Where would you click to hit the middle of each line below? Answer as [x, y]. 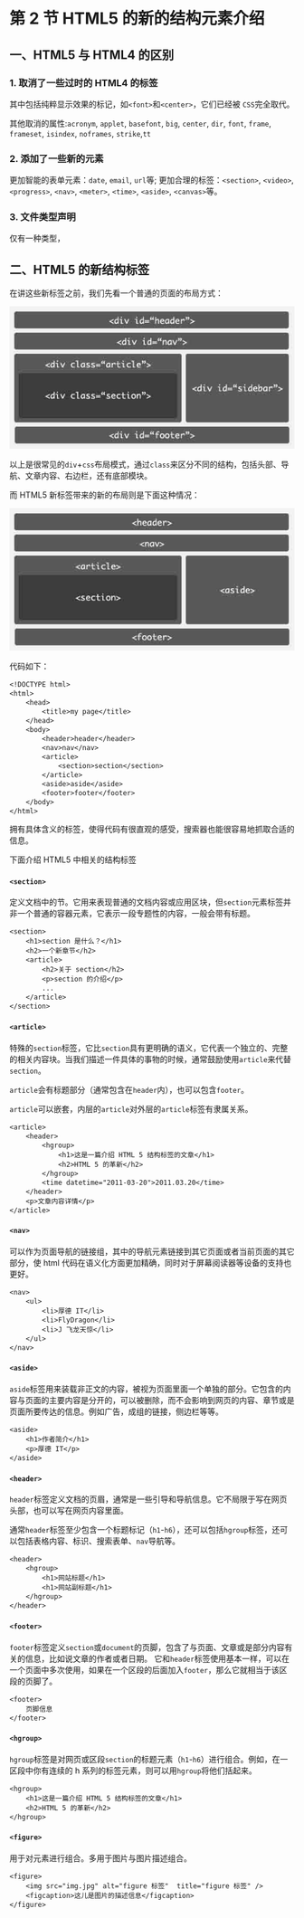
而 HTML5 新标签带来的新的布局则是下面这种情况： [105, 495]
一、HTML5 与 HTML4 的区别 [92, 55]
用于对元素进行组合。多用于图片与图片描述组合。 [100, 1858]
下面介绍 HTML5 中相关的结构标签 [73, 859]
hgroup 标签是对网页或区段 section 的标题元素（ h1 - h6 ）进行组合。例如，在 [145, 1759]
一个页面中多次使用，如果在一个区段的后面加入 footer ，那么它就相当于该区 [148, 1669]
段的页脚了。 [33, 1681]
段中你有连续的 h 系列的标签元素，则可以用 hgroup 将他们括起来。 [137, 1771]
